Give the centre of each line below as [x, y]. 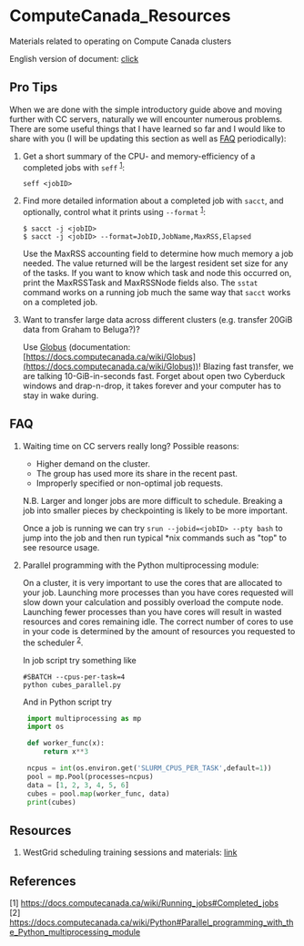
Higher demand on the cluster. [93, 463]
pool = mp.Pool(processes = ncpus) [90, 776]
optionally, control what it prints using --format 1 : [114, 211]
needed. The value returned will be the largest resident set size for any [155, 263]
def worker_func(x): [66, 744]
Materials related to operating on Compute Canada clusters [121, 41]
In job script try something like [79, 660]
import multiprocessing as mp [84, 718]
